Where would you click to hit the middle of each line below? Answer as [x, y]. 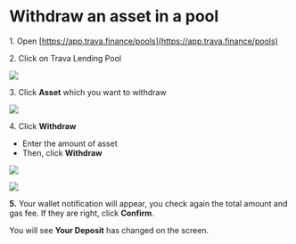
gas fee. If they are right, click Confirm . [82, 213]
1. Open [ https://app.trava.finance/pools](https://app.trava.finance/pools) [144, 41]
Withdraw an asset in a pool [114, 16]
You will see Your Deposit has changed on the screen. [109, 230]
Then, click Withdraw [62, 152]
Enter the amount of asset [70, 143]
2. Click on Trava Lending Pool [66, 58]
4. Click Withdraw [43, 126]
